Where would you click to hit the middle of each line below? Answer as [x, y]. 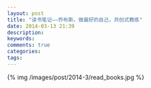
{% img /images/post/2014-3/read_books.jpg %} [76, 77]
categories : [24, 52]
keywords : [21, 39]
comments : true [29, 45]
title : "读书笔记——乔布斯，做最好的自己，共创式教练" [75, 20]
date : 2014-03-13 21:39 [41, 26]
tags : [15, 58]
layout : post [26, 13]
